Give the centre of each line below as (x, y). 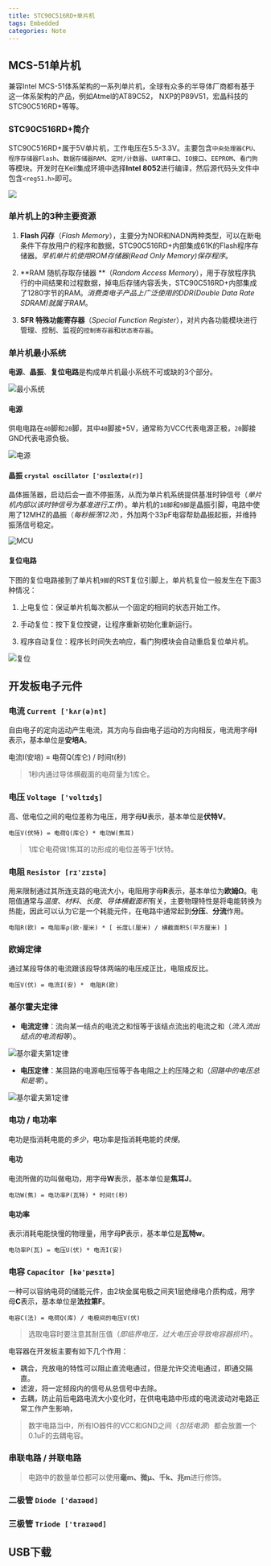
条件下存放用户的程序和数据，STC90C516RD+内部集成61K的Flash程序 (135, 245)
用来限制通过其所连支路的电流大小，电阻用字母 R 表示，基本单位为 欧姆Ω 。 (130, 891)
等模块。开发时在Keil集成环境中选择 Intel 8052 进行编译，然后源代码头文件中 (134, 168)
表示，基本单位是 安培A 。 (50, 740)
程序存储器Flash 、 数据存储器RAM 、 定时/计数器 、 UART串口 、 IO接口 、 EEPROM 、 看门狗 (133, 159)
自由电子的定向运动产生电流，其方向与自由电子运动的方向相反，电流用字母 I (133, 730)
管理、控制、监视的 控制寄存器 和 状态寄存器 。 (89, 330)
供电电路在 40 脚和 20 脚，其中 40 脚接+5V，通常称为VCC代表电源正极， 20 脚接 (132, 428)
